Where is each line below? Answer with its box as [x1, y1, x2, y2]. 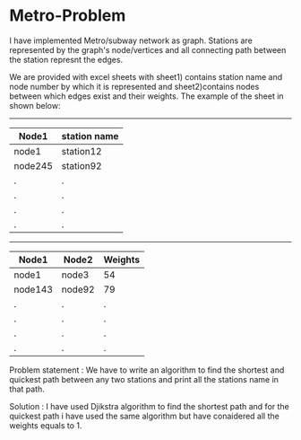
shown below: [9, 100, 61, 110]
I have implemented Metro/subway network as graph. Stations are [9, 35, 253, 46]
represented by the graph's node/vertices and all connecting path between [9, 44, 287, 55]
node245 [13, 159, 54, 172]
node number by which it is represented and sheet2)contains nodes [9, 81, 260, 92]
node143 [13, 283, 54, 295]
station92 [61, 159, 102, 172]
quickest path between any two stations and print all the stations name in [9, 374, 279, 384]
